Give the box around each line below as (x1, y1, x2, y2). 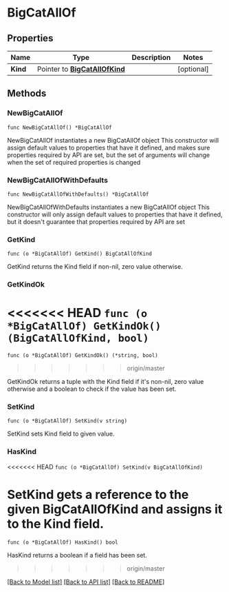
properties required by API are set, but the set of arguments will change (7, 150, 210, 159)
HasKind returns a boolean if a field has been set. (7, 551, 148, 559)
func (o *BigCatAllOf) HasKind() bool (7, 539, 118, 546)
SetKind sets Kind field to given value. (7, 429, 115, 438)
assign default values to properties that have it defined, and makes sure (7, 143, 210, 152)
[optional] (177, 64, 210, 74)
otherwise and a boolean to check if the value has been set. (7, 385, 177, 394)
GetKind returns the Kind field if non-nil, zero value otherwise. (7, 263, 184, 271)
